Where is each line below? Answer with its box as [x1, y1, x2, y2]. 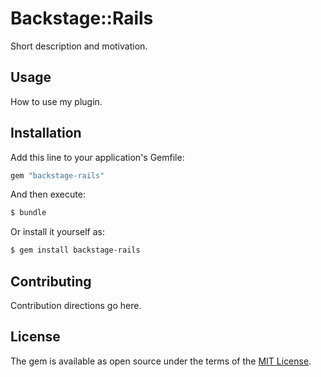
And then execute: [10, 188, 86, 201]
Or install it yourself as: [10, 226, 105, 238]
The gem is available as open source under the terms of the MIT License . [10, 355, 312, 367]
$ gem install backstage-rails [10, 245, 141, 256]
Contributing [10, 273, 92, 290]
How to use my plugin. [10, 95, 103, 107]
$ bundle [10, 208, 47, 218]
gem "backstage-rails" [10, 170, 105, 181]
